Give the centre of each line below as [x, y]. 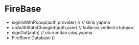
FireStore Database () [33, 38]
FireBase [23, 9]
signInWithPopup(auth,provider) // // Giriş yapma [61, 22]
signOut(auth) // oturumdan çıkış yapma [52, 32]
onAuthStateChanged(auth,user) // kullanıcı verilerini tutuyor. [73, 27]
